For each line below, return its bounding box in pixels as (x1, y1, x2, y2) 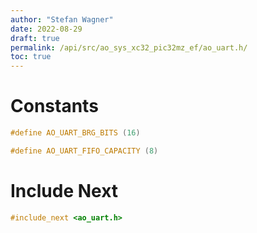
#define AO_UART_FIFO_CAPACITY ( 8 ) (10, 146, 159, 156)
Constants (10, 95, 99, 118)
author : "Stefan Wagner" (10, 14, 114, 25)
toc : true (10, 52, 52, 62)
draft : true (10, 33, 60, 43)
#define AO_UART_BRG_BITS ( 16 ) (10, 128, 141, 138)
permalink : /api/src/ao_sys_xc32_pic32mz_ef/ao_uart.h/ (10, 42, 248, 53)
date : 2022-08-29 (10, 24, 83, 34)
